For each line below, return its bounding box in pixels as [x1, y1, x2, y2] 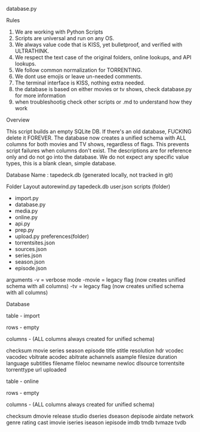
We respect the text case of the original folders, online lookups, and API [14, 54, 192, 61]
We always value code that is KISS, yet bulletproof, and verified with [14, 41, 183, 48]
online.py [14, 214, 38, 220]
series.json [14, 252, 42, 259]
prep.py [14, 226, 35, 233]
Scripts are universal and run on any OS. [14, 35, 115, 41]
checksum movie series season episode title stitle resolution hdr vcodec [6, 347, 184, 354]
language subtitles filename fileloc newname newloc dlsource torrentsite [6, 360, 185, 367]
